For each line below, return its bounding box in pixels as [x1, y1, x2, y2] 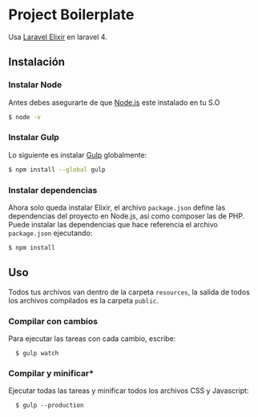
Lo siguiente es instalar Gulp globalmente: [8, 150, 147, 159]
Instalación [8, 55, 66, 69]
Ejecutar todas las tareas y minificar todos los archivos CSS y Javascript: [8, 386, 249, 395]
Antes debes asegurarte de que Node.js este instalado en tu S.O [8, 98, 220, 107]
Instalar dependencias [8, 184, 98, 195]
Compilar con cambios [8, 315, 99, 327]
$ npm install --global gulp [8, 166, 106, 174]
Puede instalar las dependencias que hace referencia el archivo [8, 219, 219, 229]
